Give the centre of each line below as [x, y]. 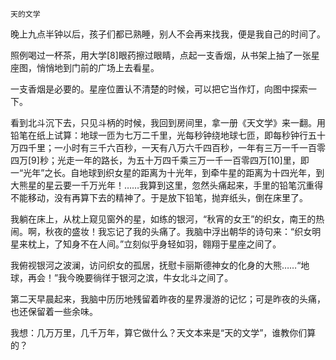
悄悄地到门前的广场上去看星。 [98, 67]
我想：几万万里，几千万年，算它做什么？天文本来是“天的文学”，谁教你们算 [163, 332]
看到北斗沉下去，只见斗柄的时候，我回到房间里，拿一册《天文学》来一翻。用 [168, 122]
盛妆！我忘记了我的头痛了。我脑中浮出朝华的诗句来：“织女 [192, 231]
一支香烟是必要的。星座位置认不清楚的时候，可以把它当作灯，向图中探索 [159, 89]
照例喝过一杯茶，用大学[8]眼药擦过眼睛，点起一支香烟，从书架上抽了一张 [161, 55]
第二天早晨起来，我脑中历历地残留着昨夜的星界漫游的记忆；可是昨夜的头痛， [168, 299]
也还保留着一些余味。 [54, 311]
